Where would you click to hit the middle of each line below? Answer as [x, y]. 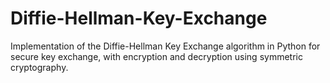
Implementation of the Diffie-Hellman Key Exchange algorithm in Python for [165, 46]
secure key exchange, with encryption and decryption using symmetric [156, 56]
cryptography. [39, 67]
